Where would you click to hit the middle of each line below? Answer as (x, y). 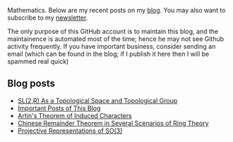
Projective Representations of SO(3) (70, 131)
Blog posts (31, 84)
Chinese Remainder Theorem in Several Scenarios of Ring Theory (113, 123)
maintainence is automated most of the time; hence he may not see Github (116, 39)
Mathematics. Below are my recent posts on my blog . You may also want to (116, 10)
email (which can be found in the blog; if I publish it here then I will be (108, 54)
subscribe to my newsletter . (48, 18)
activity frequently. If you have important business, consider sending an (112, 46)
